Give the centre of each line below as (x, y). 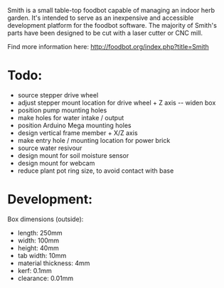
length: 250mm (40, 233)
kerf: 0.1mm (34, 270)
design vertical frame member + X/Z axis (78, 133)
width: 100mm (38, 240)
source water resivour (50, 148)
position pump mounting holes (62, 110)
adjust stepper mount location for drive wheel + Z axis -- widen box (117, 102)
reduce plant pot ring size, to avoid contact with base (96, 171)
